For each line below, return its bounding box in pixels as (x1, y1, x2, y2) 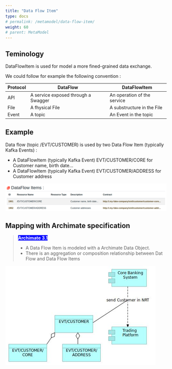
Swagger (30, 97, 50, 104)
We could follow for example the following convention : (5, 73, 121, 79)
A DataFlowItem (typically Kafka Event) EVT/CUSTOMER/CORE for (12, 157, 153, 163)
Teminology (5, 49, 45, 58)
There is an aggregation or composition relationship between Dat (25, 250, 163, 256)
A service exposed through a (30, 92, 91, 98)
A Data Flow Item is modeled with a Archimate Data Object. (25, 244, 150, 251)
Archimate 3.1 (17, 235, 48, 241)
